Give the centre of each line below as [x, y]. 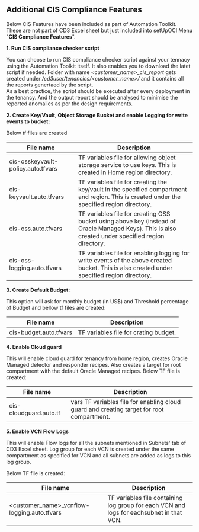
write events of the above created [125, 260]
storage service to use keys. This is [127, 165]
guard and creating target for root [117, 409]
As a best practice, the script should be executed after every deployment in [98, 91]
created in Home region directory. [125, 172]
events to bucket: [28, 121]
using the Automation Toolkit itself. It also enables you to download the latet [98, 66]
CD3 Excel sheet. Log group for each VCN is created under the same [90, 449]
